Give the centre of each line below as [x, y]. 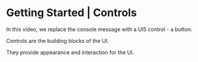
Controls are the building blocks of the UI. [58, 41]
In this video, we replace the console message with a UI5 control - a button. [99, 29]
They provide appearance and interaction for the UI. [70, 52]
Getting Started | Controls [71, 13]
